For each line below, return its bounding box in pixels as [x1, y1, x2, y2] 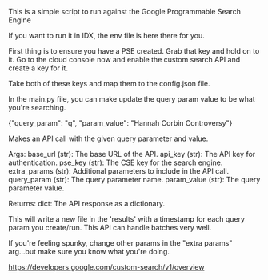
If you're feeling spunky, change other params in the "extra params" [8, 238, 233, 247]
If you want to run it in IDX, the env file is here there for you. [8, 31, 206, 40]
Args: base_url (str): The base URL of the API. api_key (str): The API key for [8, 150, 256, 158]
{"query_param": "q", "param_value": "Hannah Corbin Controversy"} [8, 118, 233, 127]
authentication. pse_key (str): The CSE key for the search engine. [8, 158, 223, 167]
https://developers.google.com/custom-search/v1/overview [8, 262, 205, 271]
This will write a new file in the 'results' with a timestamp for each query [8, 214, 246, 223]
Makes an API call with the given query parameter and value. [8, 134, 209, 143]
